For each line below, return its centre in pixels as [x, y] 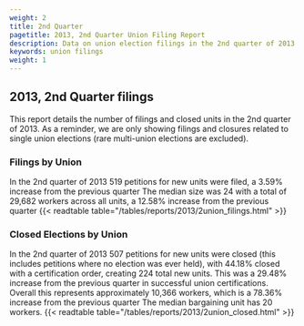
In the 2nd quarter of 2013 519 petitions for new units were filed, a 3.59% [147, 182]
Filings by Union [46, 162]
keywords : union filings [56, 52]
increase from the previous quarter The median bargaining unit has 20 [141, 302]
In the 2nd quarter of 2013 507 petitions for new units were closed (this [142, 254]
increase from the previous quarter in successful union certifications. [139, 283]
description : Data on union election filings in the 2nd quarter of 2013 [152, 43]
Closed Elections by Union [69, 235]
